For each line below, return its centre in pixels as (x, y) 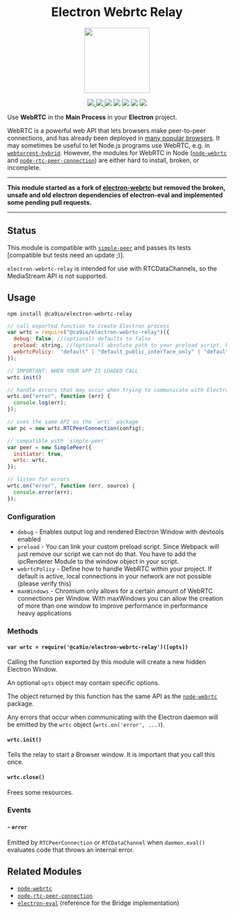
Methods (23, 631)
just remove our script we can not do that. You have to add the (107, 553)
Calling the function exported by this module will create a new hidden (107, 662)
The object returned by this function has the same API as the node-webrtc (112, 696)
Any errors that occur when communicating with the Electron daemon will (112, 717)
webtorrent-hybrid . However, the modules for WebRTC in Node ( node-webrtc (117, 152)
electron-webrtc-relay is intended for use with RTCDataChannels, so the (112, 268)
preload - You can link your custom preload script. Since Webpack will (118, 546)
